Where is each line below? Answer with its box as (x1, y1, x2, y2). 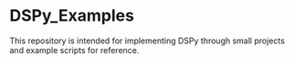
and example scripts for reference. (9, 44, 140, 55)
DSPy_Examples (9, 5, 135, 26)
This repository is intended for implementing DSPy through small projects (9, 35, 286, 46)
